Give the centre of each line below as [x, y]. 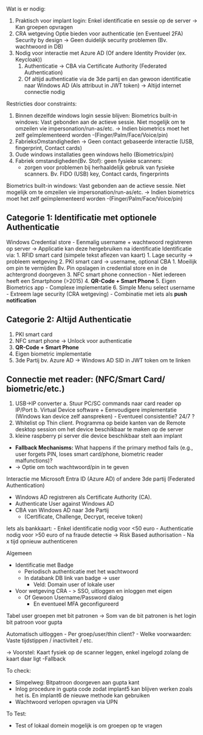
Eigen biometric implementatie [53, 354]
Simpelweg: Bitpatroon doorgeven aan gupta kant [77, 683]
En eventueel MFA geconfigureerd [76, 604]
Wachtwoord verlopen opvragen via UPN [66, 702]
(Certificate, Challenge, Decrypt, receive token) [83, 517]
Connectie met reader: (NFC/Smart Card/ [86, 380]
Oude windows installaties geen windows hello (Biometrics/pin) [95, 154]
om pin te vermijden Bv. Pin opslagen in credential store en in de [87, 268]
